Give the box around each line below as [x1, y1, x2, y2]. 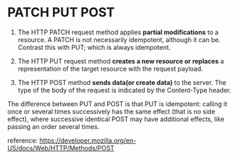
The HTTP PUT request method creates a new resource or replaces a [17, 56, 224, 65]
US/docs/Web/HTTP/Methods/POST [7, 143, 115, 152]
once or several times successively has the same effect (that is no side [7, 107, 216, 116]
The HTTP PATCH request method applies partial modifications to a [17, 28, 219, 36]
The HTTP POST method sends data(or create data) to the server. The [17, 78, 227, 86]
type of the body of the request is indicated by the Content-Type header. [17, 86, 232, 94]
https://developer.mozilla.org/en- [38, 136, 137, 145]
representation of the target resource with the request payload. [17, 64, 203, 73]
